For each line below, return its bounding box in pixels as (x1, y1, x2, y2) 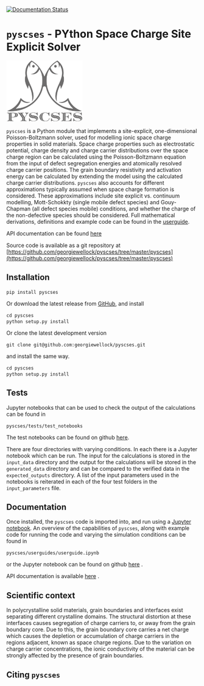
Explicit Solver (6, 40, 81, 54)
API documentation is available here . (6, 573, 99, 580)
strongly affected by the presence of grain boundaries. (6, 652, 144, 659)
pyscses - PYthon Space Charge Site (6, 27, 192, 41)
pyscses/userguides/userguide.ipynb (6, 550, 99, 556)
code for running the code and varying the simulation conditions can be (6, 531, 186, 538)
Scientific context (6, 590, 76, 601)
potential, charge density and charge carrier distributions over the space (6, 146, 189, 154)
